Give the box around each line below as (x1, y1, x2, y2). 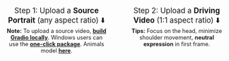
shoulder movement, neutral (139, 34, 215, 41)
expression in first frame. (143, 41, 211, 48)
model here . (40, 47, 73, 54)
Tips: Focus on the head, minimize (131, 27, 223, 34)
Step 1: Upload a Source (14, 6, 99, 15)
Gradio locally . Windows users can (10, 34, 103, 41)
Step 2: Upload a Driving (133, 6, 221, 15)
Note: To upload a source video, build (6, 27, 107, 34)
